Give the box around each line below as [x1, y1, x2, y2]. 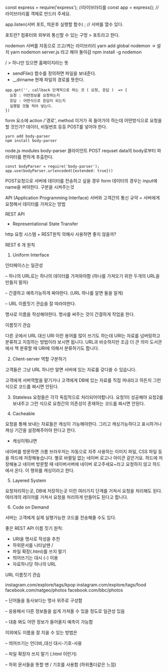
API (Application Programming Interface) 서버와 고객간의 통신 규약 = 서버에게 [5, 195, 160, 201]
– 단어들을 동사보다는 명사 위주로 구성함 [5, 598, 83, 603]
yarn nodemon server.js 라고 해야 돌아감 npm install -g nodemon [10, 49, 142, 55]
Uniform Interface [12, 252, 49, 258]
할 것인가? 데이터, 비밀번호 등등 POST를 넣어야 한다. [5, 124, 108, 130]
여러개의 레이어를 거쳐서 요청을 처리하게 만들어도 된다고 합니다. [5, 494, 129, 500]
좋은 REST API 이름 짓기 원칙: [5, 525, 64, 531]
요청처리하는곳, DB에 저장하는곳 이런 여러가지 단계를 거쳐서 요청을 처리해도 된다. [5, 488, 162, 494]
